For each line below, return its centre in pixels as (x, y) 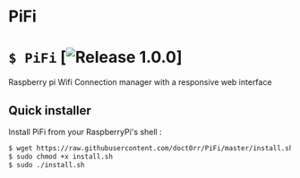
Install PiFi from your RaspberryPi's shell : (85, 131)
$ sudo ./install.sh (47, 165)
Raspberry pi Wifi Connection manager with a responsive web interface (140, 82)
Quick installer (50, 110)
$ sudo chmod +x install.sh (61, 157)
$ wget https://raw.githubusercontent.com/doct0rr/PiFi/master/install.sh (151, 148)
